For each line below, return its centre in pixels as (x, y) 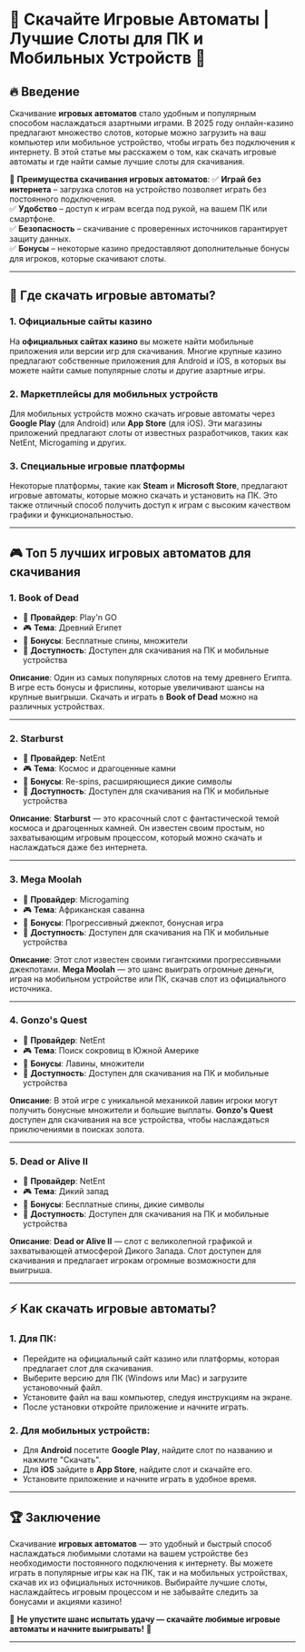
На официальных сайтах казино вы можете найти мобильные (132, 341)
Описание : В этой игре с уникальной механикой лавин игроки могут (144, 1100)
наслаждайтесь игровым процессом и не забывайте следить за (134, 1592)
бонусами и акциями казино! (66, 1601)
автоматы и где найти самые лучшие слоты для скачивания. (127, 162)
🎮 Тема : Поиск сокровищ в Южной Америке (111, 1050)
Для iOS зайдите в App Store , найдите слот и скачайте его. (138, 1469)
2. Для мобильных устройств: (80, 1430)
